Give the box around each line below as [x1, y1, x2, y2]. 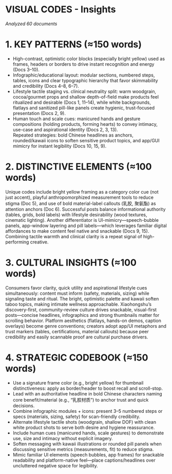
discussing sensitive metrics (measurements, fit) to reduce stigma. [12, 446, 154, 452]
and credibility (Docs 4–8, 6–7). [12, 83, 80, 89]
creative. [30, 239, 49, 245]
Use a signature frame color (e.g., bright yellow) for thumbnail [12, 380, 144, 386]
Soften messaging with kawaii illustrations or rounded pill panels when [12, 441, 162, 447]
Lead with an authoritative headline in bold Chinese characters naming [12, 390, 163, 396]
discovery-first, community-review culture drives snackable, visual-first [5, 307, 157, 313]
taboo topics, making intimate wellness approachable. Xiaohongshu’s [5, 301, 152, 307]
